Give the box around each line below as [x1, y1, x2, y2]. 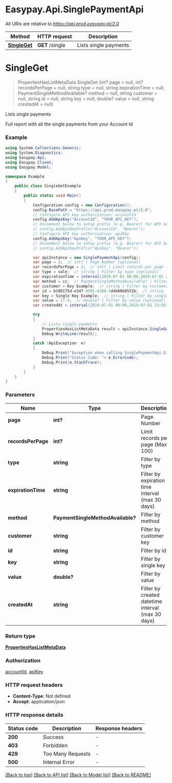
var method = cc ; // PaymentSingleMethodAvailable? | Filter [32, 279, 168, 284]
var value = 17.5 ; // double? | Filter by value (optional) [32, 298, 166, 303]
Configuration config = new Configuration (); [32, 202, 132, 208]
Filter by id [140, 547, 166, 554]
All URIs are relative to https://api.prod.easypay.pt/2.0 [5, 21, 119, 27]
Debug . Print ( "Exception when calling [41, 350, 123, 355]
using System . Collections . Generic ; [5, 146, 81, 151]
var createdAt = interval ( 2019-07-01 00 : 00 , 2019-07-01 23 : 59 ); [32, 302, 170, 308]
